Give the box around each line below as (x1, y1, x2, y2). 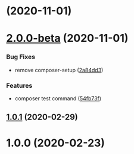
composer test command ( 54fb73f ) (14, 94, 102, 102)
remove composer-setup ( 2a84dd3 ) (14, 66, 104, 73)
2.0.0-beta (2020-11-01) (6, 32, 129, 45)
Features (6, 81, 33, 90)
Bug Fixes (6, 53, 36, 61)
